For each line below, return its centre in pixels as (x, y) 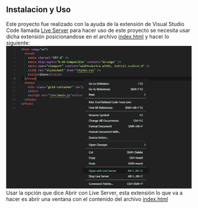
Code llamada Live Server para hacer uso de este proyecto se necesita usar (98, 30)
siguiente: (18, 43)
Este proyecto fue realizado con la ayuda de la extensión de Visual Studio (95, 24)
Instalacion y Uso (39, 10)
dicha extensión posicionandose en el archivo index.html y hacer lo (88, 36)
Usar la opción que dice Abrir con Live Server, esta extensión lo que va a (94, 193)
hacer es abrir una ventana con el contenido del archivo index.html (87, 199)
